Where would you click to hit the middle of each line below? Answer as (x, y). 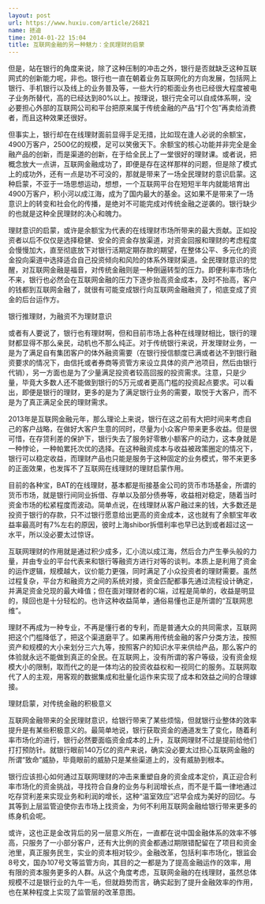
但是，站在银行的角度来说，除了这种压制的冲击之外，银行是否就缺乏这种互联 (132, 69)
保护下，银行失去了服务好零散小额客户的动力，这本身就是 (163, 439)
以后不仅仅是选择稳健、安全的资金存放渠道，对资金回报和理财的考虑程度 (139, 240)
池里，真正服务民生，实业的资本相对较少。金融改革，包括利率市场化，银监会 (132, 853)
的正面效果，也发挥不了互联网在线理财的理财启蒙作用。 (98, 469)
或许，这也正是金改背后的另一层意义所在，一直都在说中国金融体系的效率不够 (132, 833)
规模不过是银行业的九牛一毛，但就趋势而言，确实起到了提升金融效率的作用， (132, 883)
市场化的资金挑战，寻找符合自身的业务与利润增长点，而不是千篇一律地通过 (136, 786)
